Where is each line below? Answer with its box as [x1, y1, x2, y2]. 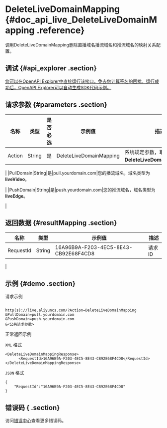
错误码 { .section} [5, 403, 60, 412]
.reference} [36, 25, 85, 36]
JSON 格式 [5, 370, 24, 376]
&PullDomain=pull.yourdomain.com [5, 312, 75, 317]
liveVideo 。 [5, 176, 30, 182]
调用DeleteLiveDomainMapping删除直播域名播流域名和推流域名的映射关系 [5, 41, 157, 48]
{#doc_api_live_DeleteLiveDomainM [5, 14, 158, 25]
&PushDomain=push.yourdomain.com [5, 317, 75, 322]
